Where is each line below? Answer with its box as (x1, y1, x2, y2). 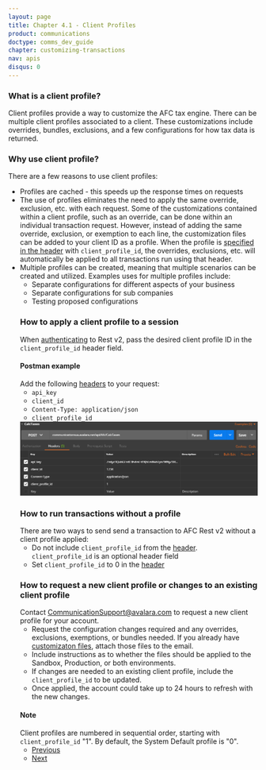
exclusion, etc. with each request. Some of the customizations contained (19, 203, 257, 214)
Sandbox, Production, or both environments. (31, 658, 177, 667)
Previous (31, 745, 61, 754)
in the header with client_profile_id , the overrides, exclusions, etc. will (19, 246, 256, 256)
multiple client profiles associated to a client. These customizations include (8, 117, 253, 126)
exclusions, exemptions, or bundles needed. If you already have (31, 633, 240, 643)
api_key (31, 389, 57, 397)
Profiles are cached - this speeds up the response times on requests (19, 187, 244, 196)
